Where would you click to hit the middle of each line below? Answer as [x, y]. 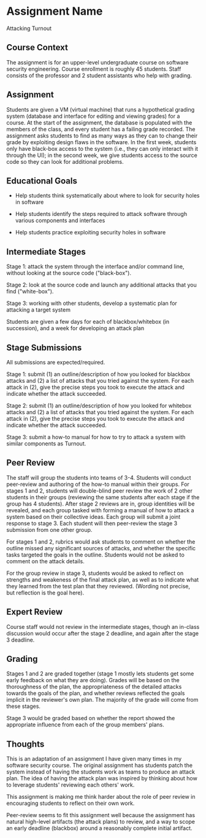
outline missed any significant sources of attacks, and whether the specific [101, 548]
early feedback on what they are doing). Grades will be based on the [93, 680]
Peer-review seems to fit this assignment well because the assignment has [101, 815]
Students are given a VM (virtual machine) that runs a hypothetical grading [101, 109]
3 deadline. [21, 640]
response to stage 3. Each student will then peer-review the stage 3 [92, 523]
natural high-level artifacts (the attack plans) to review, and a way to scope [101, 822]
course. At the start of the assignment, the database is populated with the [99, 122]
